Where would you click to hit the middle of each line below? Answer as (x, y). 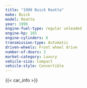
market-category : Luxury (31, 57)
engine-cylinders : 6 (27, 38)
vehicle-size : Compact (29, 61)
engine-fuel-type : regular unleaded (43, 29)
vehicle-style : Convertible (35, 66)
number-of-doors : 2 (26, 52)
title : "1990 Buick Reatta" (35, 10)
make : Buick (18, 15)
